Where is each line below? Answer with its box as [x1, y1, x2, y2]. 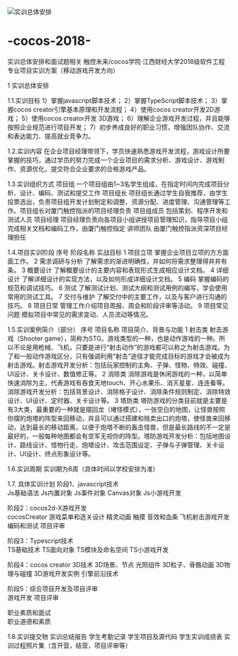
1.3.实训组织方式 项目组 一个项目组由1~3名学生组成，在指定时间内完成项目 [7, 180, 224, 188]
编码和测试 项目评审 [7, 521, 65, 530]
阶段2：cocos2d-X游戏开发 [7, 503, 87, 512]
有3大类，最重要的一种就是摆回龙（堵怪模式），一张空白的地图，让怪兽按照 [7, 405, 225, 413]
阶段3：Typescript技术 [7, 536, 74, 545]
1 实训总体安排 [7, 81, 50, 89]
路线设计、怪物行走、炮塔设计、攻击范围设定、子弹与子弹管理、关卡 [19, 440, 218, 449]
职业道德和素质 [7, 617, 51, 625]
